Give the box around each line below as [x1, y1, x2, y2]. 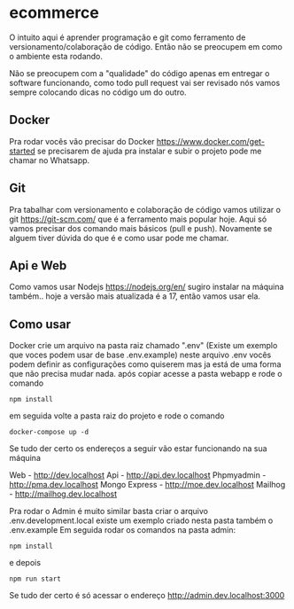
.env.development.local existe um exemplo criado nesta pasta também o [9, 515, 274, 526]
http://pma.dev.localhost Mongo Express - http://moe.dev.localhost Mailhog [9, 480, 286, 490]
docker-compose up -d [9, 428, 89, 437]
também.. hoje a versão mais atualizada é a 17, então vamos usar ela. [9, 291, 261, 301]
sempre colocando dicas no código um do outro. [9, 87, 188, 98]
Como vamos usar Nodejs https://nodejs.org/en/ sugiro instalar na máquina [9, 282, 284, 293]
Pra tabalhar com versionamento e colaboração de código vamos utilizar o [9, 204, 282, 215]
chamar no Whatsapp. [9, 154, 90, 166]
